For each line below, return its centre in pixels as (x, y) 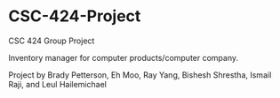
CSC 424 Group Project (52, 41)
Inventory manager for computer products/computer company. (124, 57)
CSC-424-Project (75, 16)
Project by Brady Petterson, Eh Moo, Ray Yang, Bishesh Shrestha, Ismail (140, 75)
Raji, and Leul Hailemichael (58, 84)
